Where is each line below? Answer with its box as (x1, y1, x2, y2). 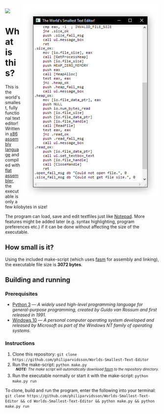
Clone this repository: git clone (12, 351, 77, 357)
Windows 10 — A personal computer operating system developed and (12, 317, 155, 323)
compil (5, 157, 19, 163)
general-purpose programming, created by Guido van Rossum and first (12, 307, 157, 313)
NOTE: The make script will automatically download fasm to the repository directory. (15, 367, 159, 372)
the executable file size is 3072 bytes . (5, 261, 82, 267)
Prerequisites (5, 291, 38, 298)
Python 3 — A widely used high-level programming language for (12, 302, 143, 307)
